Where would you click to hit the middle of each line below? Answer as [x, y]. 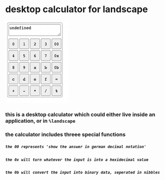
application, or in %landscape [40, 121]
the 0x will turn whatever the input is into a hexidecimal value [77, 160]
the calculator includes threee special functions [65, 134]
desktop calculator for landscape [77, 9]
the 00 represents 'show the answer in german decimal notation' [76, 147]
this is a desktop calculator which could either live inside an [80, 114]
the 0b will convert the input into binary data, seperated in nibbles [82, 173]
